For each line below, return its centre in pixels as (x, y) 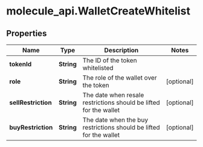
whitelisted (98, 68)
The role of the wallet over (120, 78)
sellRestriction (31, 102)
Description (121, 50)
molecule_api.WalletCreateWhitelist (98, 11)
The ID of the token (110, 60)
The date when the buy (115, 120)
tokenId (21, 64)
